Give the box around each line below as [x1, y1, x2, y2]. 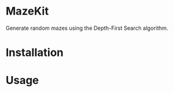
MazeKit [5, 4, 49, 18]
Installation [5, 46, 64, 60]
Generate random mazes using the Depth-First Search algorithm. [5, 24, 169, 32]
